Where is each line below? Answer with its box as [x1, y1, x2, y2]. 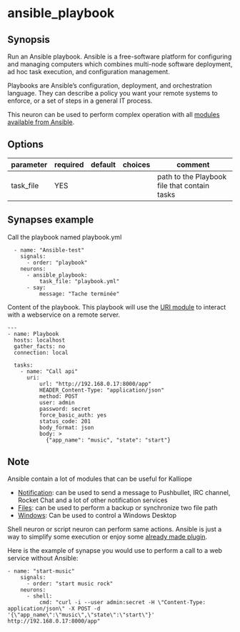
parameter [11, 159, 48, 169]
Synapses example [7, 214, 94, 226]
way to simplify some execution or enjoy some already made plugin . [7, 533, 208, 541]
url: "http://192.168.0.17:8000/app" [39, 380, 152, 387]
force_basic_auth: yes [39, 412, 107, 419]
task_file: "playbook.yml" [39, 277, 120, 285]
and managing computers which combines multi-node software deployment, [7, 60, 233, 68]
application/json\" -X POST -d [7, 605, 101, 613]
